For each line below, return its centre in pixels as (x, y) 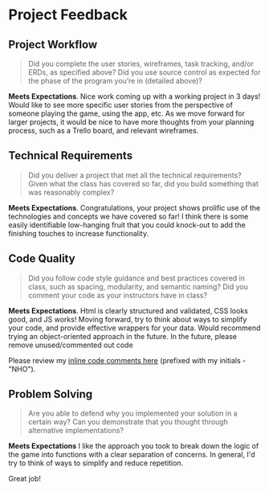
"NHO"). (22, 369)
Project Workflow (53, 45)
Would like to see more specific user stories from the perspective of (120, 105)
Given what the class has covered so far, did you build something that (143, 183)
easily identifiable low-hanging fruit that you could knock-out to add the (127, 225)
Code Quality (42, 259)
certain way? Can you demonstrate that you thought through (128, 422)
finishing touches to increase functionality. (79, 233)
